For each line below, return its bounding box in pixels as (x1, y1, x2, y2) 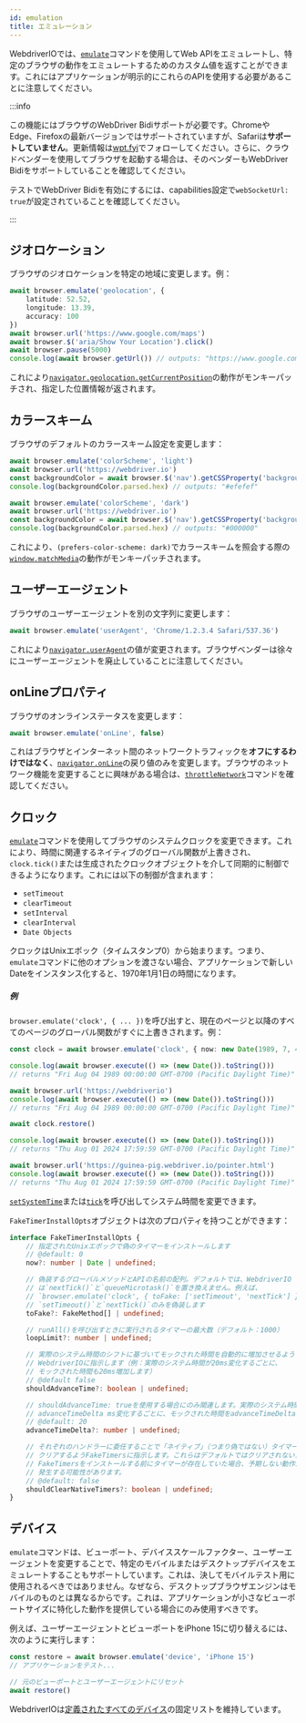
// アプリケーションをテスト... (9, 1660, 116, 1670)
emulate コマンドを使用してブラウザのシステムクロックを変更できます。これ (9, 836, 292, 846)
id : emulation (9, 13, 64, 23)
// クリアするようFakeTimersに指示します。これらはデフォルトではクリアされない (25, 1451, 296, 1461)
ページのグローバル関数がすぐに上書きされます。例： (25, 1027, 225, 1038)
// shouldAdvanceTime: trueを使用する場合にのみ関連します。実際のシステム (25, 1400, 287, 1410)
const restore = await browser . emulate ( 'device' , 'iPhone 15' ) (9, 1653, 255, 1662)
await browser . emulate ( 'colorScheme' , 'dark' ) (9, 498, 189, 508)
